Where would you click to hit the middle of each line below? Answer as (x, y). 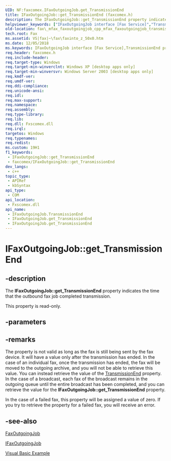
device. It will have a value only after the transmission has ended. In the (80, 357)
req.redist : (18, 143)
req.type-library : (25, 115)
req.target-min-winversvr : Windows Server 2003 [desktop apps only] (79, 72)
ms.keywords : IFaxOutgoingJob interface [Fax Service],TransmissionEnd (83, 48)
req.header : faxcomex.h (31, 53)
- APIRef (17, 181)
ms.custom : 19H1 (22, 148)
